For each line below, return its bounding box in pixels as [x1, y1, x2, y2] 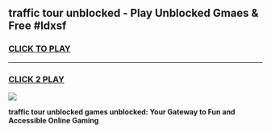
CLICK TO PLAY [8, 44, 71, 55]
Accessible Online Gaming [8, 115, 99, 125]
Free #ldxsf [8, 19, 67, 33]
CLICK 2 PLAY [8, 73, 65, 85]
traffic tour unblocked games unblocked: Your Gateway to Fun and [8, 106, 236, 116]
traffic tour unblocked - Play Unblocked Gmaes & [8, 6, 259, 20]
